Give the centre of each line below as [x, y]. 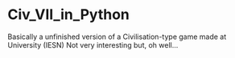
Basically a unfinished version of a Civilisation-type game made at [117, 37]
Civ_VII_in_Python [69, 15]
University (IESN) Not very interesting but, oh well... [93, 44]
